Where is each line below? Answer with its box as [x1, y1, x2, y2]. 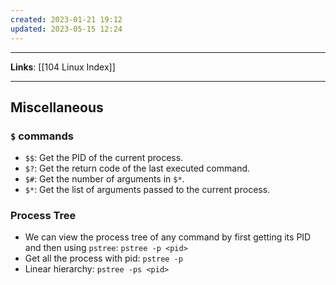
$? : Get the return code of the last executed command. [24, 162, 251, 175]
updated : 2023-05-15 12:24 [10, 24, 123, 34]
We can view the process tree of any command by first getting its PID [24, 231, 312, 243]
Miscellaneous [10, 99, 104, 116]
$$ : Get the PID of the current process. [24, 152, 184, 164]
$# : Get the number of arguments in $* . [24, 173, 185, 185]
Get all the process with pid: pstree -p [24, 252, 183, 265]
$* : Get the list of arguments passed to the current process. [24, 184, 271, 196]
